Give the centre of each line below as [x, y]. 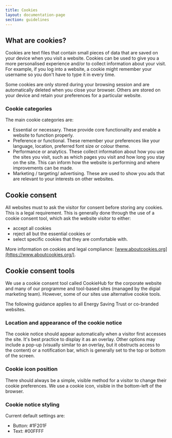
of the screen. [20, 356]
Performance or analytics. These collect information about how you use [89, 151]
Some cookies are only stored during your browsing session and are [78, 85]
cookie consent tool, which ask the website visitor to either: [68, 218]
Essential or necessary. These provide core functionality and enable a [87, 130]
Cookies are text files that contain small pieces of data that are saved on [82, 53]
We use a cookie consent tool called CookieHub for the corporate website [83, 283]
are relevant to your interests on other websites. [63, 179]
